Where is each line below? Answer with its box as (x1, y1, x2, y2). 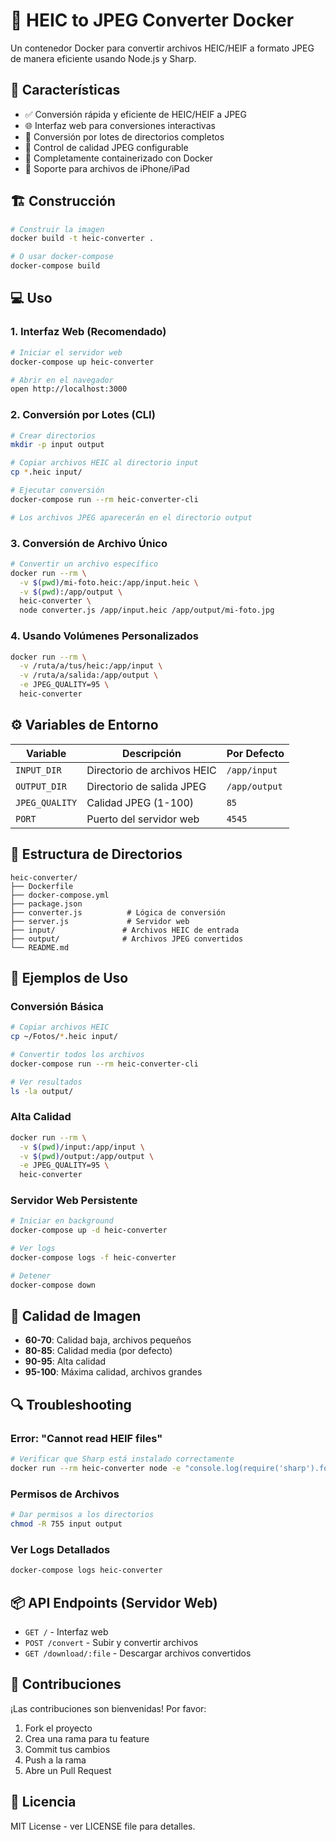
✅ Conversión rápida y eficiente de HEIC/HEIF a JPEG (24, 108, 247, 120)
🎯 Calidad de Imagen (10, 1308, 142, 1325)
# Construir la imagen (10, 224, 105, 234)
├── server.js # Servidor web (10, 916, 190, 926)
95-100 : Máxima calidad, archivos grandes (24, 1366, 203, 1378)
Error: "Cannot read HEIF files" (10, 1431, 163, 1445)
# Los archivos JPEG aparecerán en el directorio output (10, 512, 253, 523)
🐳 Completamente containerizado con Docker (24, 152, 213, 164)
